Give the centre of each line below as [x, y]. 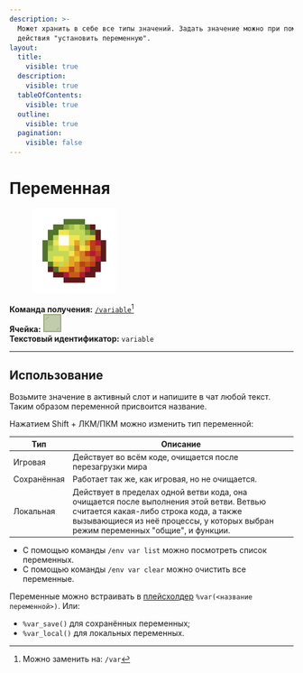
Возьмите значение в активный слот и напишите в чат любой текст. [140, 397]
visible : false [54, 143]
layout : [24, 48]
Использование [56, 375]
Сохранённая [39, 479]
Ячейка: [25, 328]
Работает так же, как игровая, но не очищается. [165, 479]
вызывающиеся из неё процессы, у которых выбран [173, 521]
